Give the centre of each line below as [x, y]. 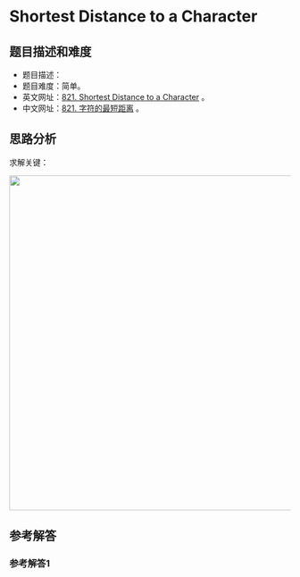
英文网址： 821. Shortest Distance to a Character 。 [116, 97]
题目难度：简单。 [54, 86]
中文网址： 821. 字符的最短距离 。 [83, 108]
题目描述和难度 [50, 51]
